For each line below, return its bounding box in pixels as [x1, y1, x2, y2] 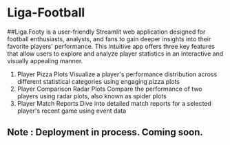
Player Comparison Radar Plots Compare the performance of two [17, 85, 202, 93]
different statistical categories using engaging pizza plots [17, 77, 180, 85]
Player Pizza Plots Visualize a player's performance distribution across [17, 70, 218, 78]
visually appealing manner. [7, 56, 83, 65]
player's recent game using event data [17, 107, 127, 115]
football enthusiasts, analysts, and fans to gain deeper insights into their [7, 34, 211, 43]
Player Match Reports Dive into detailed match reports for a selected [17, 99, 212, 107]
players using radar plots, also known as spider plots [17, 91, 167, 100]
